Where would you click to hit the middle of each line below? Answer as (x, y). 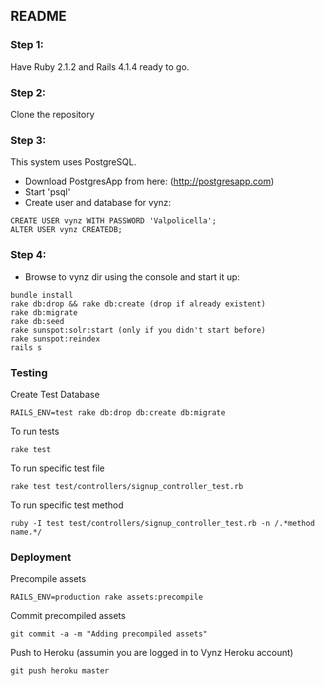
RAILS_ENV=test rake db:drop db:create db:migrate (118, 412)
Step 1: (27, 45)
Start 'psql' (47, 192)
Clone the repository (52, 114)
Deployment (41, 557)
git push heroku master (60, 671)
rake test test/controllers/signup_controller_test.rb (127, 486)
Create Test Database (55, 394)
